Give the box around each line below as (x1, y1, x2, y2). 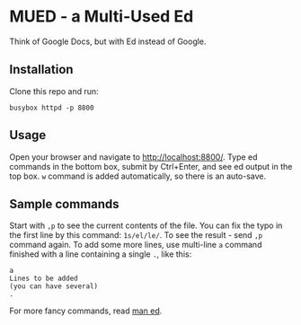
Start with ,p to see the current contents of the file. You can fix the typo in (9, 220, 283, 231)
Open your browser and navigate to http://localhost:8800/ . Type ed (9, 151, 258, 162)
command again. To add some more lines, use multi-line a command (9, 240, 262, 250)
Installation (9, 62, 74, 77)
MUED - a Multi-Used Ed (9, 6, 194, 27)
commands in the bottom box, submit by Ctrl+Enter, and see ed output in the (9, 161, 293, 171)
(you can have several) (9, 282, 99, 291)
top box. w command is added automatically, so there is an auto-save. (9, 171, 267, 181)
